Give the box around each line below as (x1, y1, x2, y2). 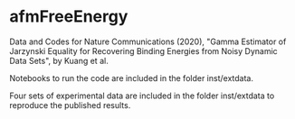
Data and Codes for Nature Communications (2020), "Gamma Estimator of (9, 36, 287, 47)
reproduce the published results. (9, 99, 131, 110)
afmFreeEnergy (9, 6, 128, 27)
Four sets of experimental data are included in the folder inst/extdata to (9, 90, 275, 101)
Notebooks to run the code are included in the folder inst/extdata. (9, 72, 253, 83)
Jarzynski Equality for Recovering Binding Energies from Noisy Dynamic (9, 45, 278, 56)
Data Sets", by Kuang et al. (9, 55, 109, 66)
